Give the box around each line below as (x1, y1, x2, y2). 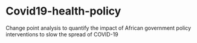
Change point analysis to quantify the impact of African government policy (5, 24, 192, 31)
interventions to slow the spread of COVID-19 (5, 30, 118, 38)
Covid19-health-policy (5, 4, 121, 18)
